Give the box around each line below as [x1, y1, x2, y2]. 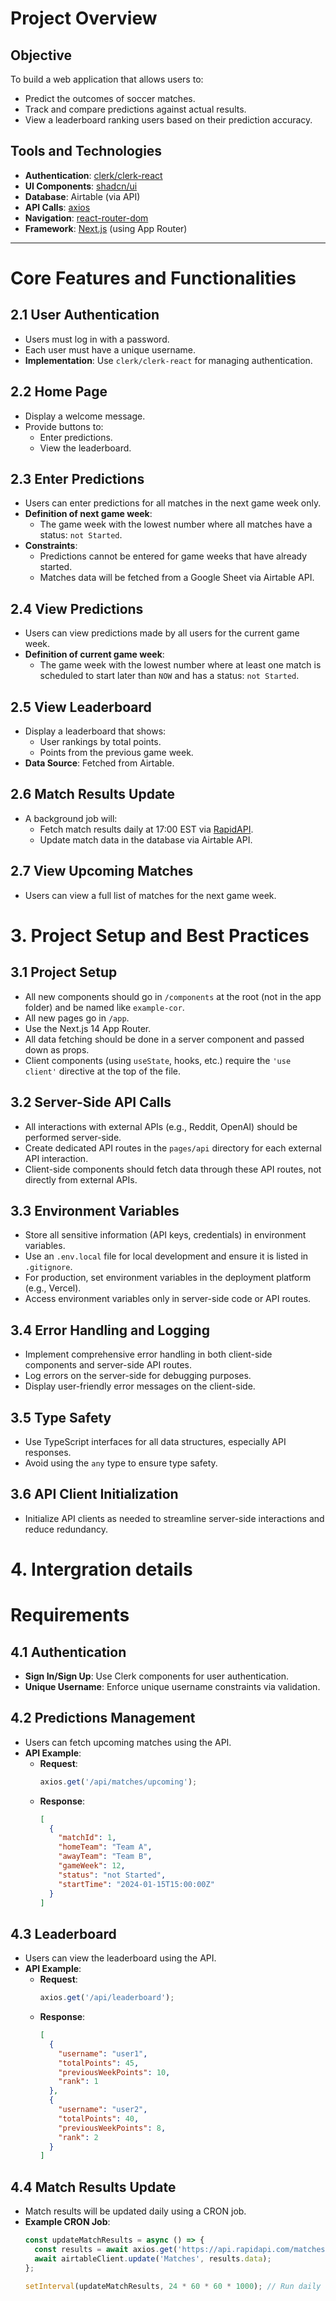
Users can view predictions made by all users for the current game [24, 627, 300, 639]
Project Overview [10, 7, 158, 30]
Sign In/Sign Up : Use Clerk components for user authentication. [24, 1670, 289, 1682]
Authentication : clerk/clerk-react [24, 169, 163, 181]
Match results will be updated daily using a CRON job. [24, 2205, 247, 2217]
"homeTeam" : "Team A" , [58, 1842, 153, 1852]
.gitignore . [24, 1261, 73, 1273]
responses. [24, 1446, 72, 1458]
